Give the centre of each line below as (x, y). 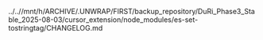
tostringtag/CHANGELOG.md (56, 28)
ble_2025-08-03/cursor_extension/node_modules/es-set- (103, 20)
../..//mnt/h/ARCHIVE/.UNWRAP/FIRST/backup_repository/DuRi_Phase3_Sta (132, 11)
